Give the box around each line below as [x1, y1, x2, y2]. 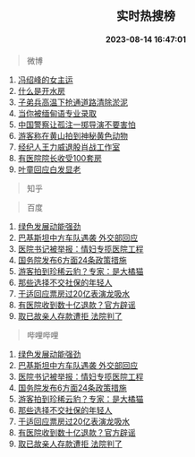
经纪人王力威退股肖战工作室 [17, 142, 121, 152]
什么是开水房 [17, 85, 65, 96]
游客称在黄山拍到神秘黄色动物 [17, 130, 128, 141]
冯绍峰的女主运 [17, 74, 73, 85]
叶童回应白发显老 [17, 164, 81, 175]
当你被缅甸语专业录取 [17, 108, 97, 118]
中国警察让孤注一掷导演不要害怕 [17, 119, 136, 130]
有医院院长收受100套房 [17, 152, 103, 163]
